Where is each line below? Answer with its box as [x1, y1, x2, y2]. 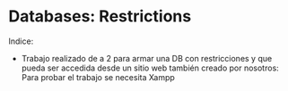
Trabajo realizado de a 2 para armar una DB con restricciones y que [21, 53, 273, 63]
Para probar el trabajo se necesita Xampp [21, 71, 176, 82]
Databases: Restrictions [8, 6, 192, 27]
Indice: [8, 36, 34, 46]
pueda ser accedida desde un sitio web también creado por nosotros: [21, 62, 279, 73]
